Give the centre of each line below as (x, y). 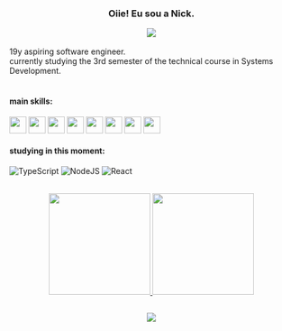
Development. (35, 71)
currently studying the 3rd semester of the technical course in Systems (141, 61)
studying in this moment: (57, 151)
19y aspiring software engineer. (68, 51)
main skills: (31, 101)
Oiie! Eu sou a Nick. (151, 14)
